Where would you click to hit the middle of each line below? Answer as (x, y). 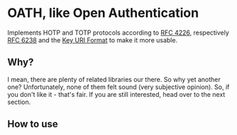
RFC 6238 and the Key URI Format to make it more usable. (93, 40)
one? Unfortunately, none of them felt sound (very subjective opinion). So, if (118, 87)
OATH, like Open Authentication (103, 13)
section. (19, 102)
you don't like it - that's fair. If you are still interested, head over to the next (116, 94)
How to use (33, 124)
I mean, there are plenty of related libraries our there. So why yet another (114, 79)
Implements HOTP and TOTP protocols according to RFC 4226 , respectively (118, 33)
